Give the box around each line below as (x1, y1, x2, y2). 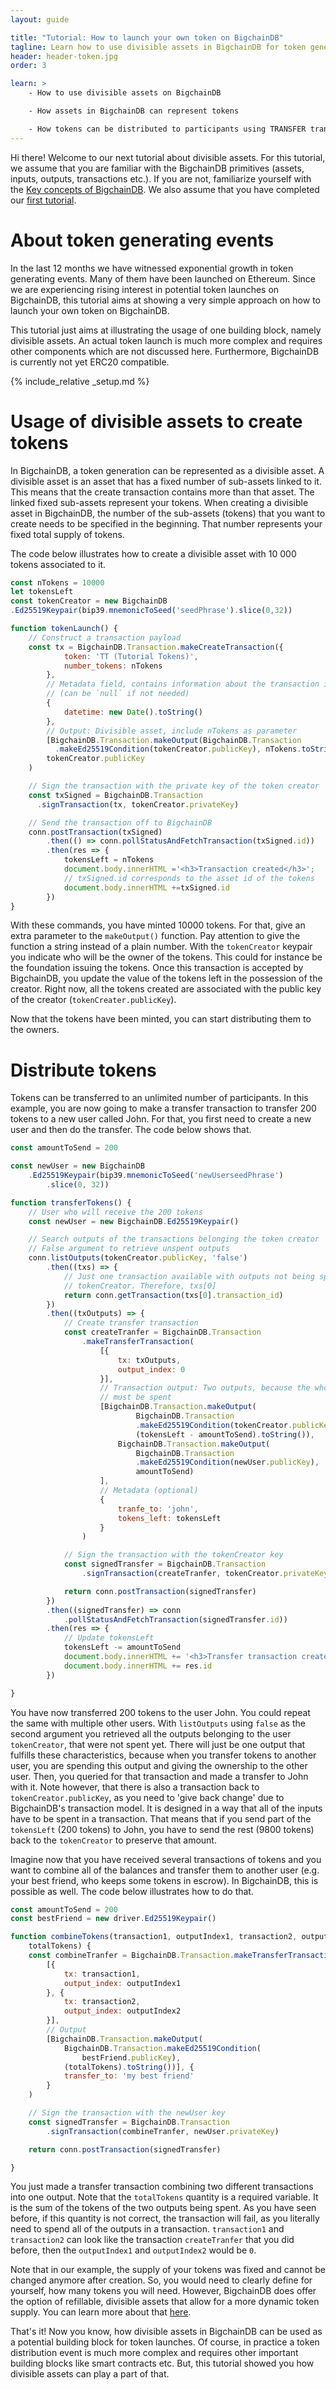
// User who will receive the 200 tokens (28, 1207, 203, 1217)
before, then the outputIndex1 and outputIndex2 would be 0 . (10, 2244, 257, 2256)
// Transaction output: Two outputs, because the (99, 1383, 311, 1393)
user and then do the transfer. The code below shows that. (10, 1124, 252, 1136)
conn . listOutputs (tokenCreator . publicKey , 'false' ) (28, 1253, 248, 1263)
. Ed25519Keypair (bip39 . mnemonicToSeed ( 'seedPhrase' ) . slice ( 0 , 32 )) (10, 606, 293, 616)
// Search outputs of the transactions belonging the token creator (28, 1234, 320, 1245)
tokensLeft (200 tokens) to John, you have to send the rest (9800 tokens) (10, 1823, 315, 1835)
